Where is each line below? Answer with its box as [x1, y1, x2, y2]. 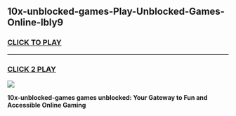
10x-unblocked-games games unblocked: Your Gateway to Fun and [7, 93, 208, 101]
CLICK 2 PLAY [7, 64, 56, 74]
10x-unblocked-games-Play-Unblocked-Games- [7, 6, 225, 18]
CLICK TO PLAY [7, 38, 62, 48]
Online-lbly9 [7, 17, 64, 29]
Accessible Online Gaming [7, 101, 86, 109]
